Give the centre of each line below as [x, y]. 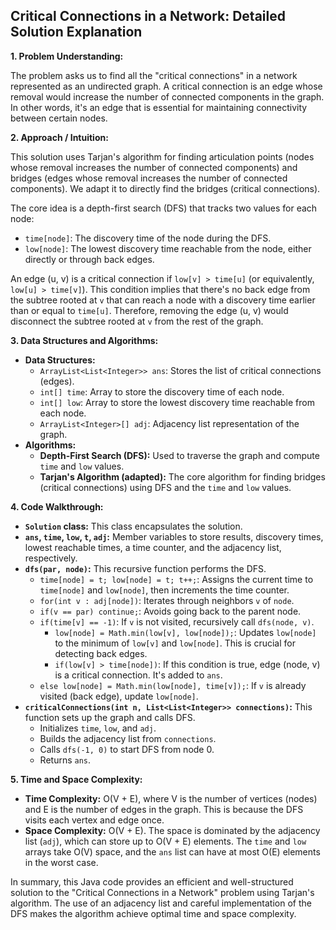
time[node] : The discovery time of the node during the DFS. [148, 238]
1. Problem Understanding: [67, 56]
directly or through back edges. [89, 259]
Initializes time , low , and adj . [98, 728]
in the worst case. [61, 862]
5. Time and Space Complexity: [76, 779]
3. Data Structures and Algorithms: [84, 340]
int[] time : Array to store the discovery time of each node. [162, 391]
